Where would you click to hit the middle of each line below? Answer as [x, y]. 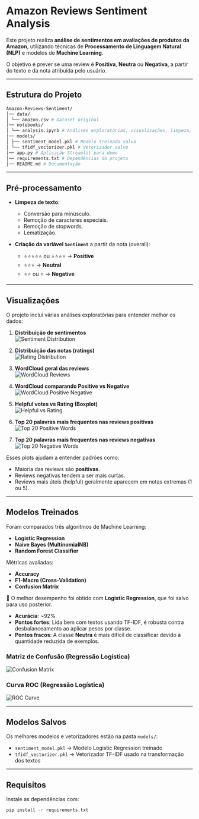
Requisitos [26, 785]
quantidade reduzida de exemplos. [57, 641]
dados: [15, 321]
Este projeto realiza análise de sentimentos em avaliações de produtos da [98, 40]
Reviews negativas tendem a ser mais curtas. [70, 475]
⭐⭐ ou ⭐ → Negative [49, 274]
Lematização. [40, 233]
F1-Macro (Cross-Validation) [51, 580]
